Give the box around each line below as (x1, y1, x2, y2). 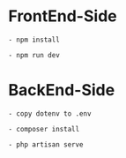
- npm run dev (8, 50, 61, 59)
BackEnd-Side (8, 80, 115, 101)
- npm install (8, 35, 61, 44)
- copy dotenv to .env (8, 109, 92, 118)
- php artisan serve (8, 139, 85, 149)
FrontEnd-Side (8, 6, 117, 26)
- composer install (8, 124, 80, 133)
